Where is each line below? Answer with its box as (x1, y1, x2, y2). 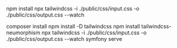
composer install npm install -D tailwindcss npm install (6, 23, 141, 30)
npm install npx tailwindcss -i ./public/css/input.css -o (6, 5, 139, 12)
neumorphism (6, 29, 41, 36)
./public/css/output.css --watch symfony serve (6, 36, 123, 42)
